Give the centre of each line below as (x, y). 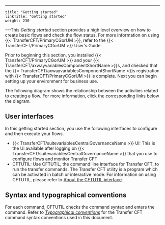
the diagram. (18, 101)
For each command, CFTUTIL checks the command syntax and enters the (80, 207)
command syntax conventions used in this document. (59, 217)
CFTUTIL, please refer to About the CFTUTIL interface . (68, 179)
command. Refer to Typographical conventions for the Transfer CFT (74, 212)
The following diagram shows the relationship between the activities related (82, 91)
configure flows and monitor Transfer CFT (55, 159)
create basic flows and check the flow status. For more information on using (82, 35)
